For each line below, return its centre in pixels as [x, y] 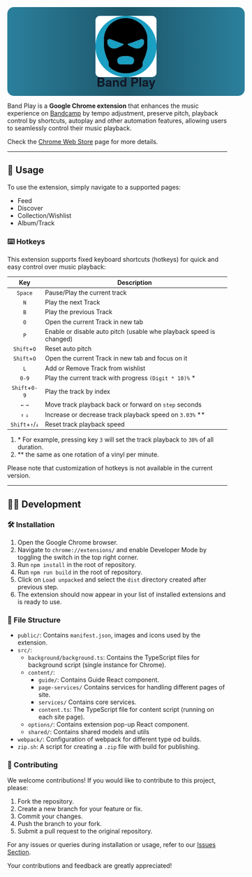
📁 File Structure [34, 619]
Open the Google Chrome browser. [68, 542]
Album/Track [36, 223]
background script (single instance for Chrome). [97, 665]
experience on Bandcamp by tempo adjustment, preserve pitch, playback [113, 113]
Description [135, 282]
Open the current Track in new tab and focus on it [116, 358]
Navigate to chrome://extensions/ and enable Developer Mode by [112, 550]
